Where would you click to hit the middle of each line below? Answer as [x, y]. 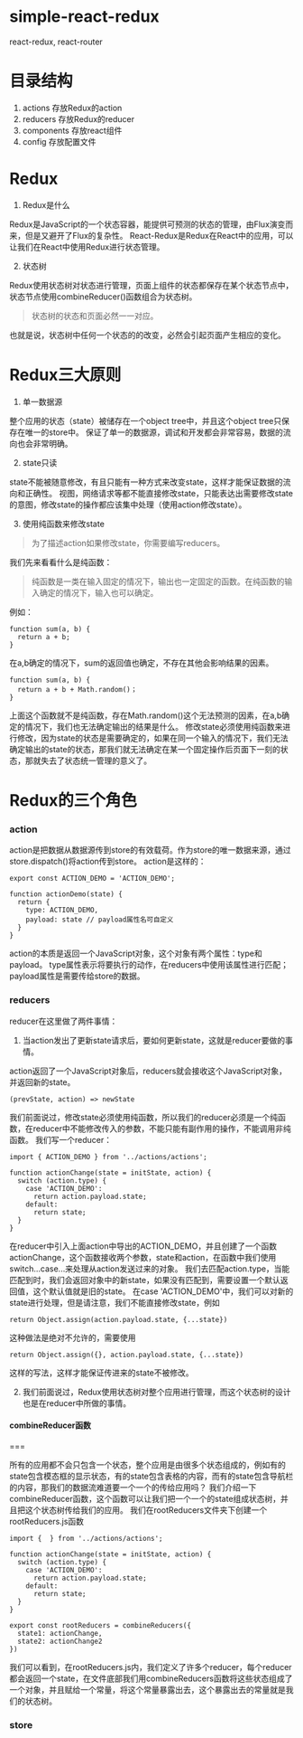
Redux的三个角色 [73, 800]
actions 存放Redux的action [72, 108]
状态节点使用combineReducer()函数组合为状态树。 [103, 297]
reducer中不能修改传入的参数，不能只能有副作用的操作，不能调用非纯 [162, 1129]
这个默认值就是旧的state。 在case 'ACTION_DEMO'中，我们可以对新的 [163, 1291]
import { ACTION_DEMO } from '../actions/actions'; [108, 1157]
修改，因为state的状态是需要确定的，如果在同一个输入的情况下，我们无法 [152, 738]
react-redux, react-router [56, 42]
